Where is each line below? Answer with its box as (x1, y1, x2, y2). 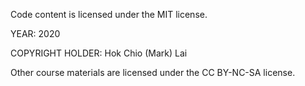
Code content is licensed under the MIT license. (10, 9, 208, 20)
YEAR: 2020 (10, 28, 61, 39)
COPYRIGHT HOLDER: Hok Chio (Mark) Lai (10, 47, 188, 59)
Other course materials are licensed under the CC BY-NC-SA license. (10, 67, 296, 78)
